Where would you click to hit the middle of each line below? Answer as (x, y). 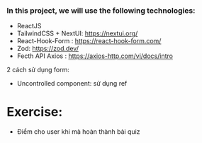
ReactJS (29, 26)
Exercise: (35, 112)
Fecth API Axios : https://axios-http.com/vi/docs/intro (95, 56)
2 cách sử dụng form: (38, 70)
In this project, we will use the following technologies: (101, 11)
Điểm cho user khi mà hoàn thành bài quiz (78, 132)
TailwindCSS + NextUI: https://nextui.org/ (77, 33)
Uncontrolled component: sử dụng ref (72, 84)
